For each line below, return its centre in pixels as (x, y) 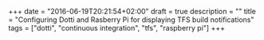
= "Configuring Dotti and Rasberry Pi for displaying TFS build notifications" (131, 20)
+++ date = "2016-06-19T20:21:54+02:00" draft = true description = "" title (132, 11)
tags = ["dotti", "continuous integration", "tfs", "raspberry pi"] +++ (117, 28)
